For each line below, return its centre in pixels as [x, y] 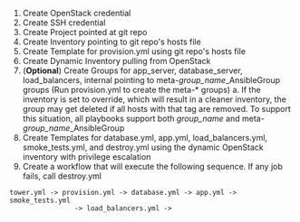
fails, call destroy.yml [62, 176]
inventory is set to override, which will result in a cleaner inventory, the [155, 99]
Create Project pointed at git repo [85, 32]
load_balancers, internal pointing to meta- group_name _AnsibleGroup [151, 80]
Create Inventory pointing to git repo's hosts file [111, 42]
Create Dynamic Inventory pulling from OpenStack [116, 61]
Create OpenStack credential [77, 13]
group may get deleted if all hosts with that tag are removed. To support [157, 109]
